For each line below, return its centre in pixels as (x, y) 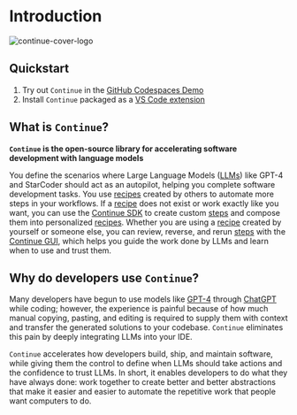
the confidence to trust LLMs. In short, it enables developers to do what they (148, 373)
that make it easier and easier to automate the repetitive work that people (143, 392)
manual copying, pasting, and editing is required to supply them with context (148, 318)
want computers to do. (50, 401)
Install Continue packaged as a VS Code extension (113, 99)
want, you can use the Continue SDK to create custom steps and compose (145, 212)
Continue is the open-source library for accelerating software (123, 149)
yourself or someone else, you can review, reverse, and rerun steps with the (147, 231)
